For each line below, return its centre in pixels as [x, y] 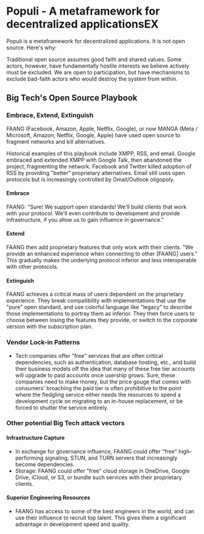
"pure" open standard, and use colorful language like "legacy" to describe [99, 307]
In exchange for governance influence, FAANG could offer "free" [96, 451]
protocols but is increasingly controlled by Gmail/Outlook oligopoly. [90, 179]
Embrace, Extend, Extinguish [50, 115]
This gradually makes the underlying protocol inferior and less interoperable [101, 260]
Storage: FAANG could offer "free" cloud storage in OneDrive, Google [102, 471]
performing [29, 458]
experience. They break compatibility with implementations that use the [96, 301]
